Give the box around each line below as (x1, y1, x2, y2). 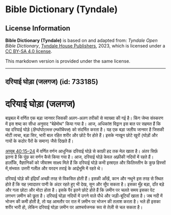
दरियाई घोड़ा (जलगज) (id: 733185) (5, 77, 98, 86)
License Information (5, 24, 70, 33)
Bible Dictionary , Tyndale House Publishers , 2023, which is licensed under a (5, 43, 165, 49)
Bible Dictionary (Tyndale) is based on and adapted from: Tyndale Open (5, 37, 158, 43)
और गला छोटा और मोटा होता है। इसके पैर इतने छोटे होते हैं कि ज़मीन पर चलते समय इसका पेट (5, 187, 155, 193)
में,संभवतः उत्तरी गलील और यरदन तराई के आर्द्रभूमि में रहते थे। (5, 166, 103, 172)
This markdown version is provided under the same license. (5, 58, 131, 64)
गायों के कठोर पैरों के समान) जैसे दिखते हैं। (5, 138, 74, 144)
